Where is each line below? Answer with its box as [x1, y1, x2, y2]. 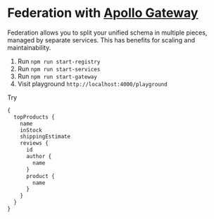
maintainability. [7, 43, 51, 52]
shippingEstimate [20, 133, 71, 141]
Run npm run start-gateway [17, 72, 97, 81]
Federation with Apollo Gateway [7, 5, 199, 21]
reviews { [20, 140, 49, 147]
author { [25, 153, 52, 160]
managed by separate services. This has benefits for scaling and [7, 35, 196, 44]
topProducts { [13, 113, 55, 121]
